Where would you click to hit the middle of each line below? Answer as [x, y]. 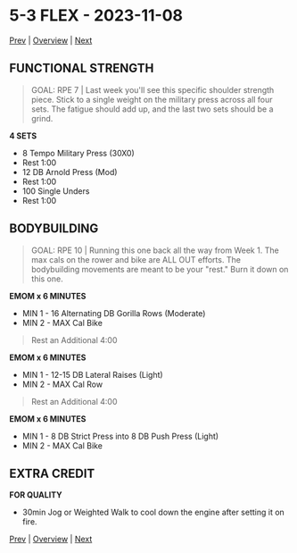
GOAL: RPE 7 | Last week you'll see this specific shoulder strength [153, 89]
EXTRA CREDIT [52, 473]
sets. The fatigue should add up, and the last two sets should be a [152, 109]
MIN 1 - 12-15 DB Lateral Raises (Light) [92, 374]
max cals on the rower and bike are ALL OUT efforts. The [136, 259]
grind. [42, 118]
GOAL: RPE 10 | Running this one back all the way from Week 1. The [155, 250]
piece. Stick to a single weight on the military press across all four [152, 99]
